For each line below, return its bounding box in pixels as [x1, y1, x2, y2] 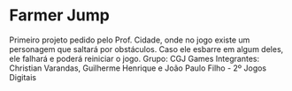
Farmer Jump [9, 5, 111, 26]
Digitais [9, 72, 37, 82]
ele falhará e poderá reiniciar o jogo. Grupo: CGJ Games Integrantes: [9, 53, 259, 64]
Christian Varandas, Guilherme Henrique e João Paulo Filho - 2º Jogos [9, 63, 267, 73]
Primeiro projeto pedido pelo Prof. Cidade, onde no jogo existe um [9, 34, 250, 45]
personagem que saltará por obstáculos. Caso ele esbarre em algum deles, [9, 43, 284, 54]
